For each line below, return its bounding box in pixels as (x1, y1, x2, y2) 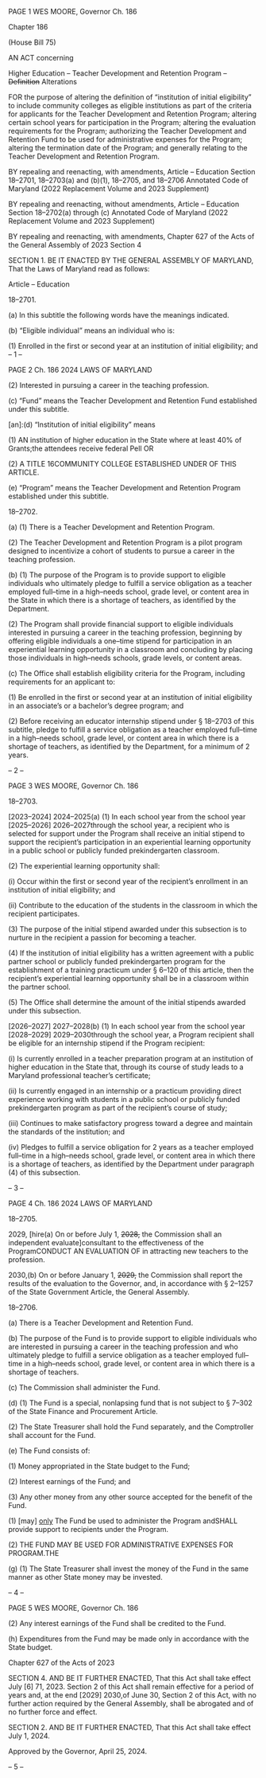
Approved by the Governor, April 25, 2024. (8, 1747, 148, 1756)
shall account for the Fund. (8, 1431, 96, 1440)
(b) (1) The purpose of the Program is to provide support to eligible (8, 570, 226, 580)
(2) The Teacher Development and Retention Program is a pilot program (8, 537, 243, 547)
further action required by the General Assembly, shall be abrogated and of (8, 1699, 254, 1708)
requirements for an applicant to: (8, 677, 115, 686)
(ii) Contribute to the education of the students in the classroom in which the (8, 901, 258, 910)
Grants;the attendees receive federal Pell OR (8, 444, 154, 453)
